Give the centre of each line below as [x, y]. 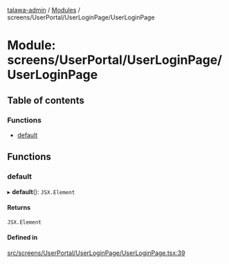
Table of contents [46, 100]
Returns [19, 208]
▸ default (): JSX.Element [41, 192]
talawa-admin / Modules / [44, 10]
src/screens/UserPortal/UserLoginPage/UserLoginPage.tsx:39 [96, 253]
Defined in [22, 238]
